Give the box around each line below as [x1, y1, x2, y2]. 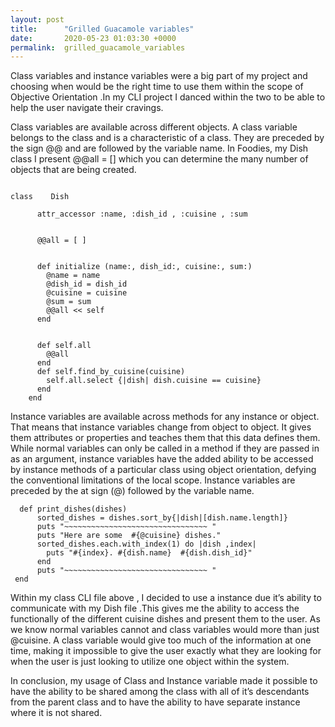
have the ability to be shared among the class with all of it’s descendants [10, 686, 310, 698]
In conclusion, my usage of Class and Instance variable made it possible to [10, 675, 318, 687]
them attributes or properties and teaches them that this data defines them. [10, 432, 321, 444]
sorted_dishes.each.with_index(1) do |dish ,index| [36, 539, 257, 550]
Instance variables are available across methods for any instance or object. [10, 411, 320, 423]
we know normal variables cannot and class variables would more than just [10, 624, 320, 636]
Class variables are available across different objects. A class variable [10, 121, 298, 133]
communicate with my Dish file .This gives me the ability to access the [10, 602, 300, 615]
